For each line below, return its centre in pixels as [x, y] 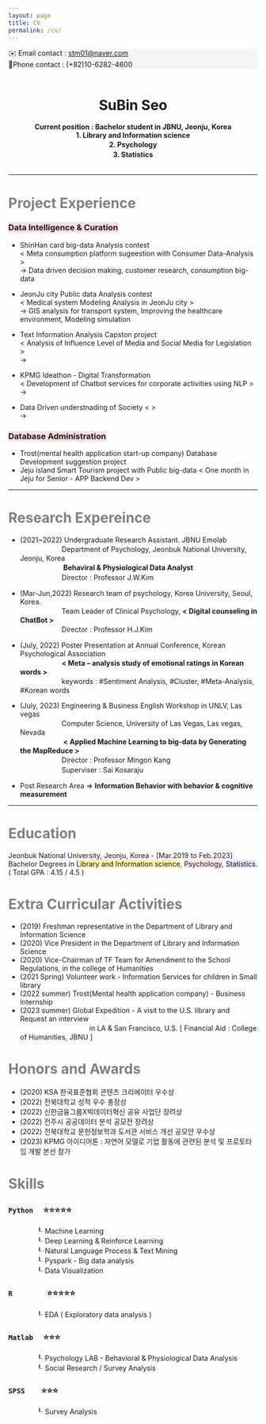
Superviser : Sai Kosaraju [103, 770]
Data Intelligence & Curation [63, 228]
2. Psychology [133, 145]
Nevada [32, 732]
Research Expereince [80, 518]
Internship [36, 1001]
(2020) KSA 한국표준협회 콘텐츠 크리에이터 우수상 [97, 1092]
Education [42, 834]
